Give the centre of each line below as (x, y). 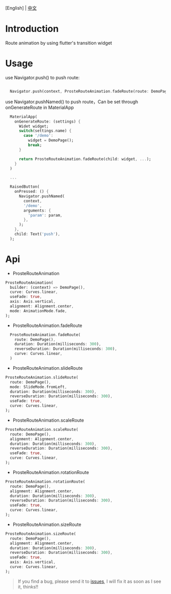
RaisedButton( (25, 187)
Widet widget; (34, 126)
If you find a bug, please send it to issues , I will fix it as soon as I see (89, 581)
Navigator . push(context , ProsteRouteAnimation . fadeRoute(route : (79, 91)
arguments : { (37, 211)
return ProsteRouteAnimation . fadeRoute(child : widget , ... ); (85, 159)
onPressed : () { (32, 192)
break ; (35, 145)
